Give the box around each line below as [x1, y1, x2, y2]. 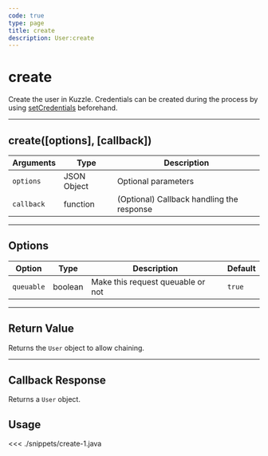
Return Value [8, 322, 74, 336]
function [63, 199, 96, 210]
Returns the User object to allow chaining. [8, 343, 145, 352]
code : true [8, 11, 45, 20]
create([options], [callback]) [8, 133, 152, 147]
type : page [8, 19, 45, 27]
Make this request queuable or [91, 276, 206, 287]
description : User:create [8, 33, 94, 42]
